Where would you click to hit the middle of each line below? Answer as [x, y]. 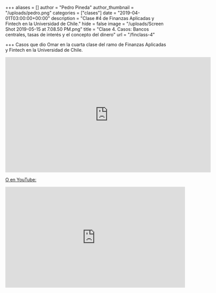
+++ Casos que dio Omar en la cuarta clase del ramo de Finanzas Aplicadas [86, 45]
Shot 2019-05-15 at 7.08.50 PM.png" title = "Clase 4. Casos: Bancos [77, 29]
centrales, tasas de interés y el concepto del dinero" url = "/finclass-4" [80, 35]
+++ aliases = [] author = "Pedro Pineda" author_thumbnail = [70, 7]
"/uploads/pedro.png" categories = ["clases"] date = [61, 13]
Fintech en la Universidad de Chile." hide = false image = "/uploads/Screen [85, 24]
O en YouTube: [21, 180]
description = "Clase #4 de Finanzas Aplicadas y [103, 18]
